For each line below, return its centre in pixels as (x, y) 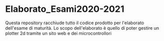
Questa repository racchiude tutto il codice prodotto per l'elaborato (75, 23)
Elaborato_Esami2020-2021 (65, 9)
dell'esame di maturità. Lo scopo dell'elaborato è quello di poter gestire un (82, 28)
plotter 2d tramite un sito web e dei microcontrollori (58, 33)
